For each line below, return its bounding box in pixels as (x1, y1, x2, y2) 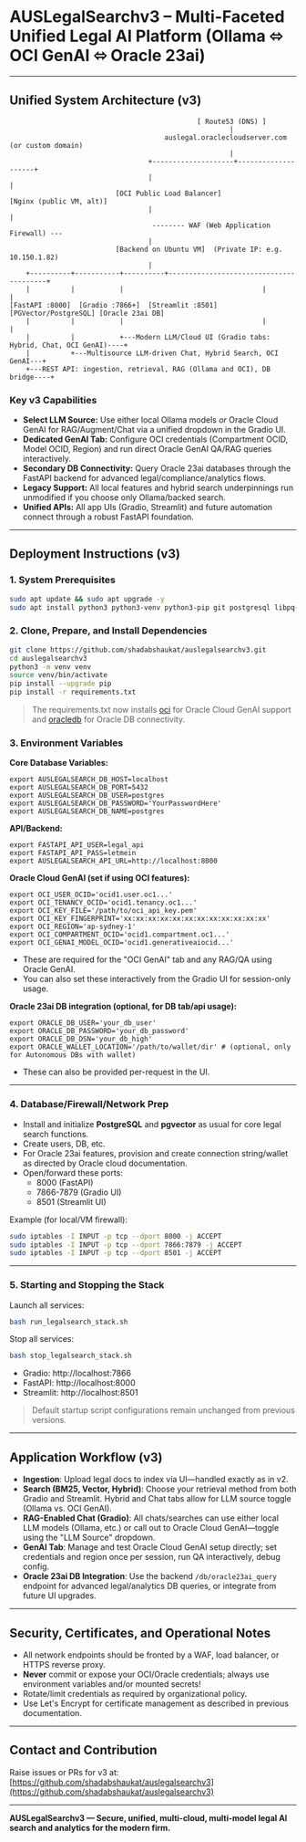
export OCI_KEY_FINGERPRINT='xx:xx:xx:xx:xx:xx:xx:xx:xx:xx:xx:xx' (9, 915, 271, 924)
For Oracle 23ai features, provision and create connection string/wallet (22, 1147, 289, 1158)
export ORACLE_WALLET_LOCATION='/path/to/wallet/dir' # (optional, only (9, 1042, 291, 1052)
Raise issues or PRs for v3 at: (9, 1766, 119, 1777)
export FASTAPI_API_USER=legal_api (9, 841, 145, 850)
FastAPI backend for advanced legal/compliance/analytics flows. (22, 473, 267, 484)
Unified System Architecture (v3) (9, 93, 202, 109)
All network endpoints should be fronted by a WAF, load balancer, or (22, 1649, 280, 1660)
